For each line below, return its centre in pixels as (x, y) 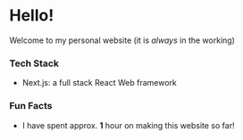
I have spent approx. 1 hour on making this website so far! (128, 125)
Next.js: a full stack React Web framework (99, 83)
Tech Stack (34, 63)
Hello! (32, 16)
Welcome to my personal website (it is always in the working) (122, 40)
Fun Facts (31, 106)
